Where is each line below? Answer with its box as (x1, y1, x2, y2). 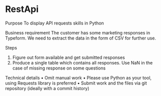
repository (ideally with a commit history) (5, 85, 90, 91)
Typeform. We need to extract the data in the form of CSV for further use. (5, 35, 156, 41)
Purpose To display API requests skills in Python (5, 20, 104, 26)
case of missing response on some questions (12, 65, 106, 71)
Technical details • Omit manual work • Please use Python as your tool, (5, 74, 152, 80)
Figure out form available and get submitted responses (12, 54, 125, 60)
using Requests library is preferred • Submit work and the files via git (5, 80, 147, 86)
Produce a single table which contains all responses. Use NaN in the (12, 59, 153, 65)
